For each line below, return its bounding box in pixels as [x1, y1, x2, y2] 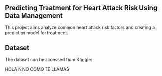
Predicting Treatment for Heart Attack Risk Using [5, 4, 158, 12]
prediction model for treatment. [5, 29, 69, 36]
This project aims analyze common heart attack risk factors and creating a [5, 24, 155, 30]
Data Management [5, 12, 63, 20]
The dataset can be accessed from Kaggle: [5, 57, 92, 62]
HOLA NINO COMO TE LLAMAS [5, 66, 69, 72]
